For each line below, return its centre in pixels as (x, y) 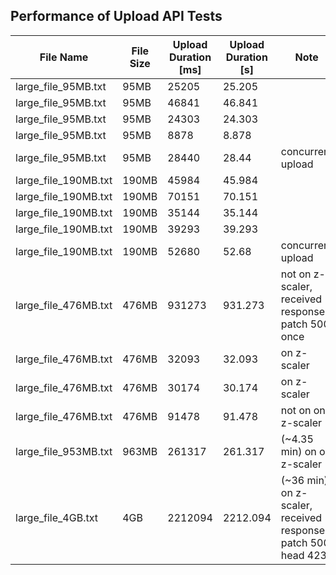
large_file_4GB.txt (56, 517)
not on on (303, 410)
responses (305, 530)
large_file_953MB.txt (64, 451)
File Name (64, 57)
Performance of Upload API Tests (116, 16)
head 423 (303, 555)
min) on (298, 451)
